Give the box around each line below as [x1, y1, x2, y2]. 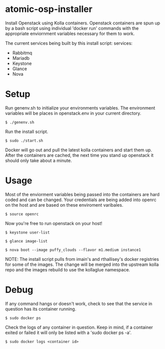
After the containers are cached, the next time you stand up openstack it [5, 152, 154, 158]
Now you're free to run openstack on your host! [5, 220, 103, 226]
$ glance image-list [5, 238, 48, 243]
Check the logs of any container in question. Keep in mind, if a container [5, 324, 153, 330]
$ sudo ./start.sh [5, 138, 43, 143]
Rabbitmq [12, 50, 32, 56]
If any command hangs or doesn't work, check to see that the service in [5, 300, 153, 307]
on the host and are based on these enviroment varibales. [5, 202, 123, 208]
